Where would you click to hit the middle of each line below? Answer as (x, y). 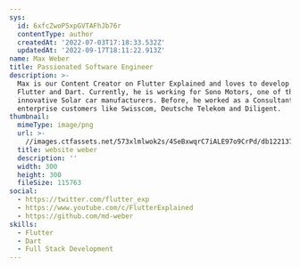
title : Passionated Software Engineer (81, 68)
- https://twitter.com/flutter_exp (83, 200)
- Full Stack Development (66, 249)
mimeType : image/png (55, 125)
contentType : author (55, 34)
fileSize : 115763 (50, 183)
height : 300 (40, 174)
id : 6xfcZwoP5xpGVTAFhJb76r (70, 26)
